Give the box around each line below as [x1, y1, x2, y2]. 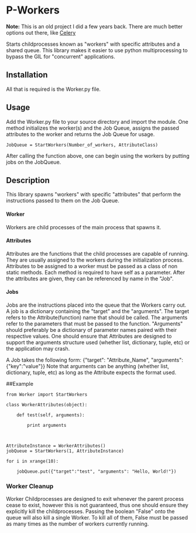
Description [6, 175, 50, 185]
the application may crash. [6, 345, 70, 352]
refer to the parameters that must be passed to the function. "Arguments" [6, 320, 183, 327]
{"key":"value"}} [6, 362, 46, 369]
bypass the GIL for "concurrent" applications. [6, 53, 115, 60]
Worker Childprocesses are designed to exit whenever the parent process [6, 495, 184, 503]
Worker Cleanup [6, 482, 54, 490]
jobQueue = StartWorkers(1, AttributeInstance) [6, 448, 125, 454]
